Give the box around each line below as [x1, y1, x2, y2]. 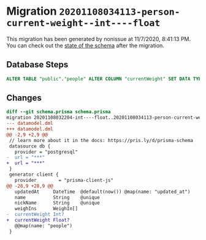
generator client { [9, 171, 59, 178]
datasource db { [9, 143, 51, 149]
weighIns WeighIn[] [14, 206, 78, 212]
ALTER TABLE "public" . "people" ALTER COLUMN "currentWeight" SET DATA [6, 75, 191, 82]
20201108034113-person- [59, 6, 180, 18]
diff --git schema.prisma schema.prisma [6, 109, 112, 115]
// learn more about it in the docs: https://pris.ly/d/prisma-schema [9, 137, 193, 143]
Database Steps [6, 59, 69, 70]
